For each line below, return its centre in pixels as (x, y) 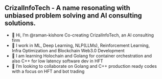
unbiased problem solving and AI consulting (73, 16)
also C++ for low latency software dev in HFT (57, 61)
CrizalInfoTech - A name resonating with (68, 8)
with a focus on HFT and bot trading (48, 71)
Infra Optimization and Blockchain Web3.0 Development (68, 50)
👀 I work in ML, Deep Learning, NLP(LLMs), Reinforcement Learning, (81, 45)
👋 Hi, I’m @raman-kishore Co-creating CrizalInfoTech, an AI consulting (83, 35)
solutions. (20, 23)
